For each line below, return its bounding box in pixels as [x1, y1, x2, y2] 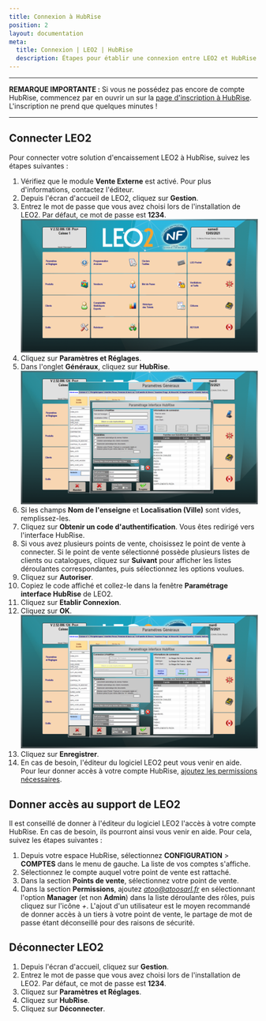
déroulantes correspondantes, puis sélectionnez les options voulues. [20, 564, 245, 573]
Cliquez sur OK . [20, 606, 73, 616]
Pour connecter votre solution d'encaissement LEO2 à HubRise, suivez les [9, 153, 250, 162]
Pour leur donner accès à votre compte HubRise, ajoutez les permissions [20, 766, 258, 776]
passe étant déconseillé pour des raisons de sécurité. [20, 917, 196, 927]
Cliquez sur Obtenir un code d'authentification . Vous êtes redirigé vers [20, 522, 255, 531]
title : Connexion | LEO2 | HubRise [16, 46, 133, 55]
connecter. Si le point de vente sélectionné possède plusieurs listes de [20, 547, 250, 557]
